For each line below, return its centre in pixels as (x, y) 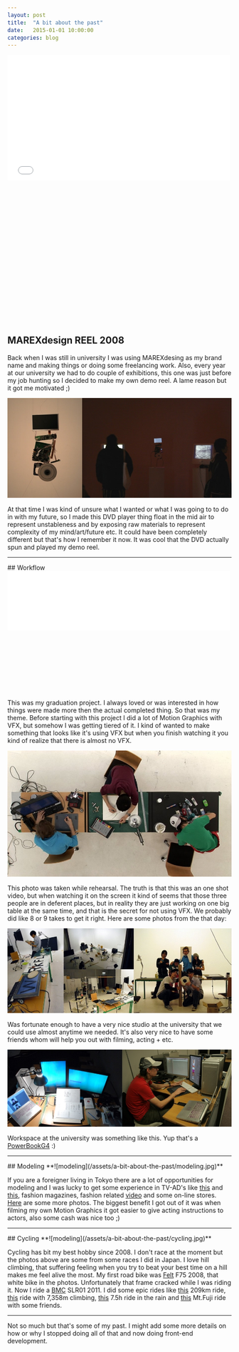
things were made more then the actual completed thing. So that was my (114, 710)
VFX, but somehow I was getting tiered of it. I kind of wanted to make (108, 725)
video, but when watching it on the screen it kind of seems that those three (117, 896)
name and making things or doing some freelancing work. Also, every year (117, 365)
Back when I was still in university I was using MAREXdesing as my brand (115, 357)
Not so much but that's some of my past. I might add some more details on (117, 1326)
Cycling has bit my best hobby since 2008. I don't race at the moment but (115, 1252)
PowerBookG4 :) (32, 1146)
